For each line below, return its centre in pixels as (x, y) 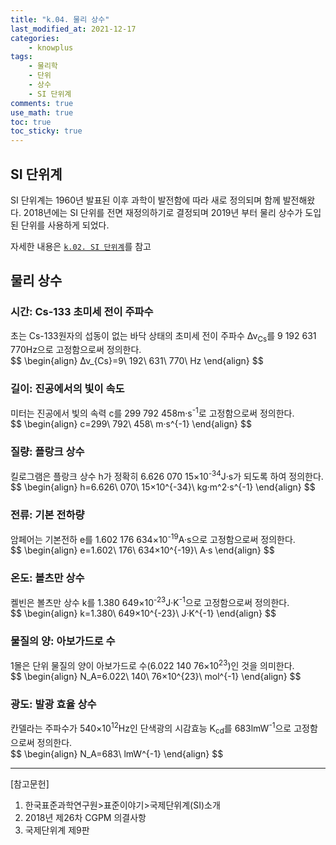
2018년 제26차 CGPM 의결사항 (85, 817)
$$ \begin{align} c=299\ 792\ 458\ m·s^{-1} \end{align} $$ (131, 424)
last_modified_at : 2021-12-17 (73, 29)
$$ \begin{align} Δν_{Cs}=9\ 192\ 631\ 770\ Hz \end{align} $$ (137, 361)
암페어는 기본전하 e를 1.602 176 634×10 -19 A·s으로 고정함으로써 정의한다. (153, 538)
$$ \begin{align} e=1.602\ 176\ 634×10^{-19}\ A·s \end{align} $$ (142, 550)
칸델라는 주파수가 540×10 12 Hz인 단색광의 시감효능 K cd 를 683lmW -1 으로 (151, 728)
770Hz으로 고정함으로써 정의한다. (76, 350)
